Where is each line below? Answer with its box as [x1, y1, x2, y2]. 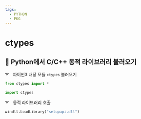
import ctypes [5, 90, 34, 95]
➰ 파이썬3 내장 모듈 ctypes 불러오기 [5, 72, 77, 78]
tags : [5, 7, 16, 12]
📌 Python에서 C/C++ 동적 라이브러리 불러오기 [5, 58, 137, 66]
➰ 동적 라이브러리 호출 [5, 99, 51, 105]
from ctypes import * [5, 81, 49, 86]
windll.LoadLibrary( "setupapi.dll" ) [5, 109, 80, 115]
